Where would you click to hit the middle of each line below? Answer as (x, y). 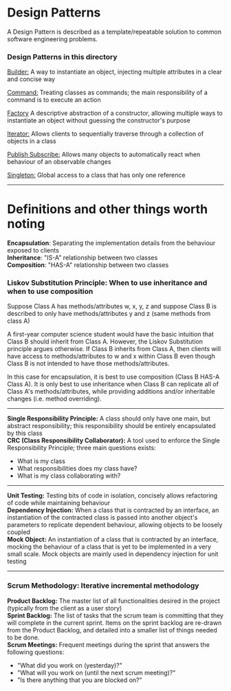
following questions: (36, 652)
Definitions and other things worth (108, 210)
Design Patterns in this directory (63, 56)
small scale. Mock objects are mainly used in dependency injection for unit (113, 554)
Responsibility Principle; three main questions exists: (81, 448)
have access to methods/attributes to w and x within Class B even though (111, 357)
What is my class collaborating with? (69, 476)
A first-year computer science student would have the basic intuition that (111, 334)
